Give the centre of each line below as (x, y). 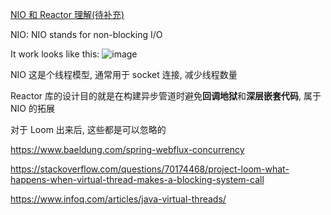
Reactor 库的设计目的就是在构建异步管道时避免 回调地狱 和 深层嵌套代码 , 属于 (166, 96)
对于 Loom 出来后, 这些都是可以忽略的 (88, 129)
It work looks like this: (55, 54)
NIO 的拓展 (32, 108)
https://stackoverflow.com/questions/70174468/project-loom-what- (150, 169)
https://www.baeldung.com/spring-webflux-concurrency (127, 149)
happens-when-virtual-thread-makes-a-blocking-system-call (137, 179)
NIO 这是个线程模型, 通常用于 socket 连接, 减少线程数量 (124, 74)
